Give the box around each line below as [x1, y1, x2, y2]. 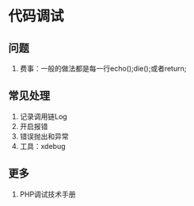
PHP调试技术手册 [19, 189, 77, 199]
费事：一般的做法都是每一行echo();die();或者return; [19, 64, 187, 73]
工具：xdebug [19, 141, 66, 151]
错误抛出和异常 [19, 132, 69, 141]
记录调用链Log [19, 112, 67, 121]
